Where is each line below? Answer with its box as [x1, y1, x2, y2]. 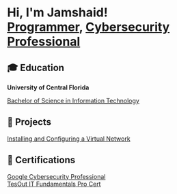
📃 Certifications [7, 154, 76, 166]
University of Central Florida [7, 83, 90, 92]
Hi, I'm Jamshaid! [7, 5, 108, 20]
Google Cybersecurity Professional [7, 172, 106, 180]
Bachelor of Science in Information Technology [7, 97, 140, 105]
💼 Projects [7, 116, 52, 128]
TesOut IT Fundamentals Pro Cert [7, 180, 101, 188]
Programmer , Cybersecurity [7, 19, 170, 35]
